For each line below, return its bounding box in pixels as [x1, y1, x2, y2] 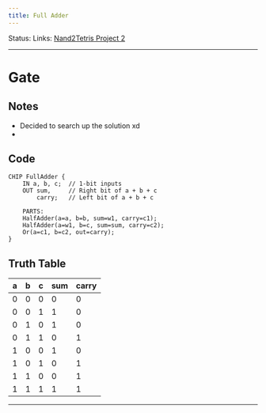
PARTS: [22, 207, 44, 216]
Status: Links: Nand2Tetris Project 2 [8, 33, 125, 43]
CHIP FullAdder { [8, 173, 66, 181]
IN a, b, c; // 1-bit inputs [22, 180, 123, 188]
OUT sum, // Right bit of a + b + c [22, 187, 158, 195]
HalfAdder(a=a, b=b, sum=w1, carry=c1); [22, 214, 158, 222]
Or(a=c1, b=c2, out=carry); [22, 229, 115, 237]
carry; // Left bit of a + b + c [36, 194, 154, 202]
